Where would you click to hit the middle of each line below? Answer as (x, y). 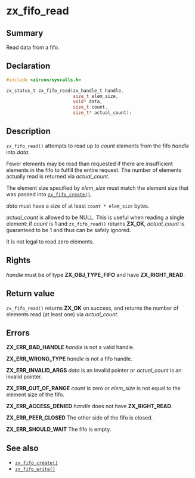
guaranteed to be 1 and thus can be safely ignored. (69, 230)
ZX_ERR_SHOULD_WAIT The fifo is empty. (59, 429)
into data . (18, 152)
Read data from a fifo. (33, 47)
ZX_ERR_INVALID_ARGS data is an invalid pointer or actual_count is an (94, 371)
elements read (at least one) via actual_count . (63, 314)
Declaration (28, 66)
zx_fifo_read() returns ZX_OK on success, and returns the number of (92, 308)
